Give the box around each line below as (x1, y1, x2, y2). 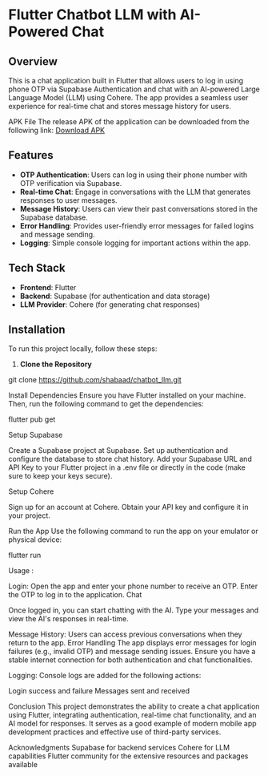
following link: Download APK (8, 126, 106, 135)
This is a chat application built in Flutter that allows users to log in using (8, 76, 244, 85)
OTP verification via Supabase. (19, 178, 122, 188)
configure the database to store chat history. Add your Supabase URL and (8, 455, 252, 464)
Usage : (8, 566, 34, 576)
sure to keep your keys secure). (8, 471, 113, 481)
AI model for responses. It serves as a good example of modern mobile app (8, 719, 258, 729)
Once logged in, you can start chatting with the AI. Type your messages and (8, 605, 259, 615)
